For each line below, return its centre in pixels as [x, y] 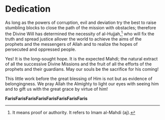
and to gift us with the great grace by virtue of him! [56, 89]
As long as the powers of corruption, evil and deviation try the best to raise [81, 22]
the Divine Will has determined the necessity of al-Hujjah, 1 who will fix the [80, 33]
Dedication [28, 9]
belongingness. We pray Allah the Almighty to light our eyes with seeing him [82, 83]
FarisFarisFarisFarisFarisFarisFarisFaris [46, 98]
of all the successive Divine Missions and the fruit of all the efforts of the [79, 64]
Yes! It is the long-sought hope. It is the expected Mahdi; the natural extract [82, 59]
